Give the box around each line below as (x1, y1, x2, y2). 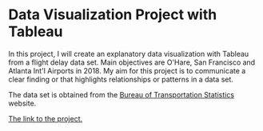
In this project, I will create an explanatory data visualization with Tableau (8, 49, 249, 58)
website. (8, 98, 37, 108)
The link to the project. (8, 113, 82, 123)
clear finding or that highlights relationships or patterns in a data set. (8, 74, 234, 84)
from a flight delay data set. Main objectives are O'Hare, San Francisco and (8, 58, 256, 67)
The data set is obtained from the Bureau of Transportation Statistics (8, 89, 234, 99)
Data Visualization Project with (8, 6, 217, 24)
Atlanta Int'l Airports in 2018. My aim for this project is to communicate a (8, 65, 246, 75)
